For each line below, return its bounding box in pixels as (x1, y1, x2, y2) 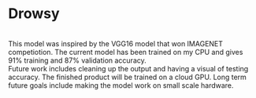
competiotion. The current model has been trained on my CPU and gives (8, 47, 243, 56)
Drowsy (8, 5, 61, 23)
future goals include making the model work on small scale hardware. (8, 80, 234, 90)
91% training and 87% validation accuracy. (8, 56, 147, 65)
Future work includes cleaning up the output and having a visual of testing (8, 64, 249, 73)
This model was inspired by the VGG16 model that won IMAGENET (8, 38, 223, 48)
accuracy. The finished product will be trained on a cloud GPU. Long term (8, 72, 247, 82)
